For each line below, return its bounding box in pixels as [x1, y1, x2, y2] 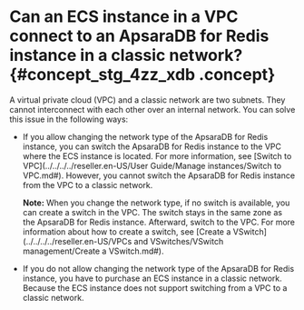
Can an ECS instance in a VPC [9, 6, 239, 27]
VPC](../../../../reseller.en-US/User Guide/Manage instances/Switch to [22, 160, 282, 171]
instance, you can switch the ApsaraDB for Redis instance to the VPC [22, 141, 281, 152]
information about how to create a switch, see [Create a [22, 225, 231, 237]
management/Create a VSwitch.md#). [22, 245, 164, 256]
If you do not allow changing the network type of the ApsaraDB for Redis [22, 263, 295, 274]
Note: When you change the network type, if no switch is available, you [22, 197, 290, 208]
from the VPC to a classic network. [22, 179, 153, 190]
